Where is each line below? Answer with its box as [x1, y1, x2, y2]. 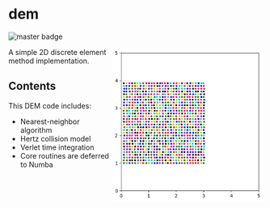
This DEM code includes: [8, 100, 91, 110]
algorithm [19, 125, 53, 134]
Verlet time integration [19, 142, 95, 152]
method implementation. [8, 56, 90, 66]
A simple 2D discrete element [8, 47, 107, 57]
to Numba [19, 159, 54, 169]
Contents [8, 79, 57, 93]
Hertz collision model [19, 134, 91, 143]
